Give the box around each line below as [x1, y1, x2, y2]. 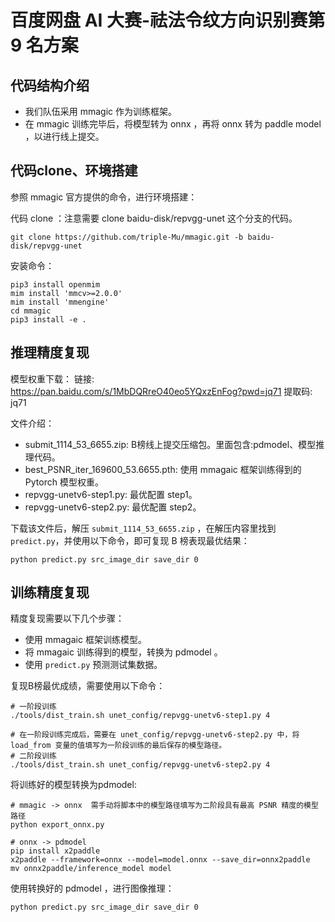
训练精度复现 [10, 584, 90, 601]
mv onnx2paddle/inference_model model [10, 864, 172, 874]
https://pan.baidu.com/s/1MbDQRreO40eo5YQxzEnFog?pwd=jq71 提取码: [10, 385, 313, 397]
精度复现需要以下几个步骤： [10, 612, 125, 625]
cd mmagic [10, 306, 52, 316]
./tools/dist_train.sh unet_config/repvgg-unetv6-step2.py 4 [10, 760, 271, 770]
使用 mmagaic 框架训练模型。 [24, 634, 147, 646]
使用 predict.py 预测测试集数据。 [24, 659, 163, 671]
